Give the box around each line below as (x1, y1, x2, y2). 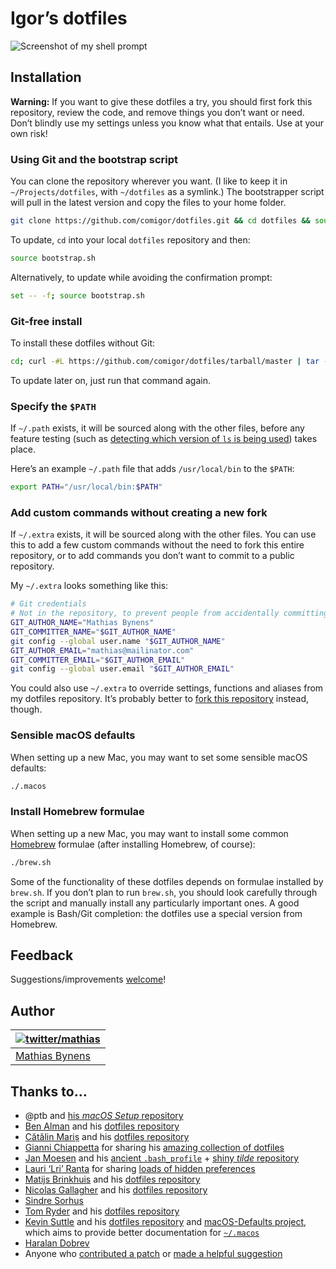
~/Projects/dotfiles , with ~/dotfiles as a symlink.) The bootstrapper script (10, 186, 325, 198)
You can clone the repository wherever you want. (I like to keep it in (10, 175, 288, 187)
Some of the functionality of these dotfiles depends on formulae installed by (10, 875, 324, 887)
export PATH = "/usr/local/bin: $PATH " (10, 482, 163, 492)
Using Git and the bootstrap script (10, 152, 179, 166)
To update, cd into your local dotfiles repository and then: (10, 233, 251, 246)
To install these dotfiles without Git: (10, 337, 156, 349)
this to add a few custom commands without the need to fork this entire (10, 539, 305, 551)
